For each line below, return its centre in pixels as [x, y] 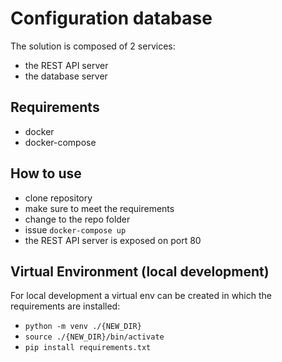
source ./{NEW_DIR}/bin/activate [94, 337]
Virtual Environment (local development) [140, 271]
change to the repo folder [77, 219]
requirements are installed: [65, 306]
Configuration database [111, 18]
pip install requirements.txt [88, 348]
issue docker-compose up [75, 229]
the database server [66, 76]
